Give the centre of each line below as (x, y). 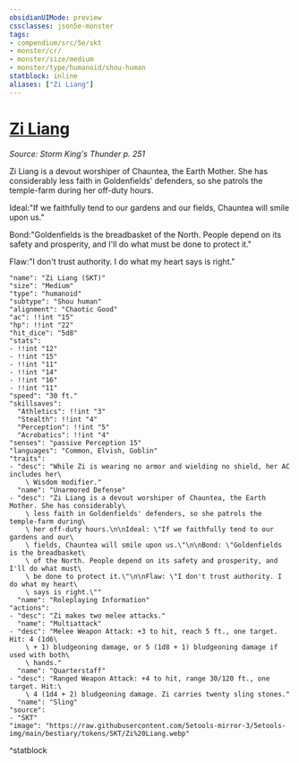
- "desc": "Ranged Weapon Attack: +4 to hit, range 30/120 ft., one (140, 679)
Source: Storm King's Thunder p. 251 (77, 153)
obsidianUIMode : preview (56, 18)
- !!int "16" (34, 380)
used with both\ (39, 655)
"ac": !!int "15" (42, 317)
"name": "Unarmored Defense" (72, 490)
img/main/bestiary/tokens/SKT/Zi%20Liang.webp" (100, 733)
